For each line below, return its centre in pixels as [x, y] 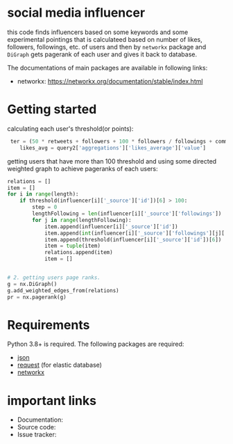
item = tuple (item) [72, 246]
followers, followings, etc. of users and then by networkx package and [107, 47]
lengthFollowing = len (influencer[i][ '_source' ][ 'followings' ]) [127, 214]
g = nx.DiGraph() [32, 284]
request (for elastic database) [60, 365]
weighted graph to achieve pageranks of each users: [83, 168]
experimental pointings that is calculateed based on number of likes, [105, 39]
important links [52, 401]
